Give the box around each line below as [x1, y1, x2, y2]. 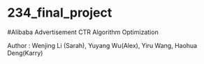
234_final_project [7, 5, 112, 21]
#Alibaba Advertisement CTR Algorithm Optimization [7, 28, 159, 36]
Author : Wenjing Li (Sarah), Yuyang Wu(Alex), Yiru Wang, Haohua [7, 41, 198, 49]
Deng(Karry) [7, 49, 43, 57]
